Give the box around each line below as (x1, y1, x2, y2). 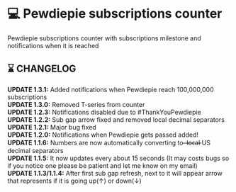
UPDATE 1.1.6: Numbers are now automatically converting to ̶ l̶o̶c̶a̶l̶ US (7, 138, 211, 147)
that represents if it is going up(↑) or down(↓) (7, 176, 142, 185)
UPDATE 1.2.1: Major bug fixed (7, 123, 97, 131)
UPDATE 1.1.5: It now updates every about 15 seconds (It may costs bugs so (7, 154, 230, 162)
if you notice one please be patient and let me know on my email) (7, 161, 198, 170)
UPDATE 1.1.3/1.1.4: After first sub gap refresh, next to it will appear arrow (7, 169, 223, 177)
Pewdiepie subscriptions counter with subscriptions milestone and (7, 33, 202, 43)
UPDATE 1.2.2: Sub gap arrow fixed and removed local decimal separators (7, 115, 225, 124)
